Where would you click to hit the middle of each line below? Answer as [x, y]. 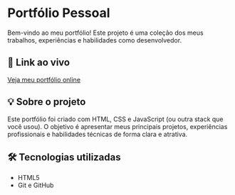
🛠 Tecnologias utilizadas [64, 157]
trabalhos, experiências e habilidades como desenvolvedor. [95, 40]
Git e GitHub [36, 185]
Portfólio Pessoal [59, 13]
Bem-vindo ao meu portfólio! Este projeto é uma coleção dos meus [106, 33]
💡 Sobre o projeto [47, 102]
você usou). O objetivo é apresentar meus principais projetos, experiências [117, 126]
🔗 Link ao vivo [38, 63]
